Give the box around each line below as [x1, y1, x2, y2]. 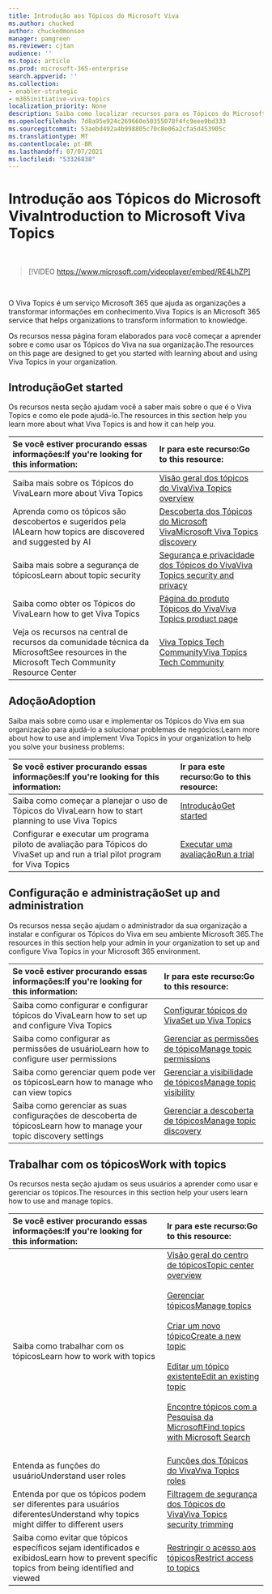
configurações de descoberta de [12, 1109, 138, 1121]
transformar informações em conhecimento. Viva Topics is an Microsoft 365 [8, 307, 261, 317]
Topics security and [159, 570, 235, 580]
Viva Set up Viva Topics [164, 1015, 252, 1026]
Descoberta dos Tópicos [159, 506, 253, 517]
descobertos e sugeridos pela [12, 516, 126, 527]
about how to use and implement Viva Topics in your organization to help [8, 733, 252, 742]
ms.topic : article [8, 58, 70, 66]
